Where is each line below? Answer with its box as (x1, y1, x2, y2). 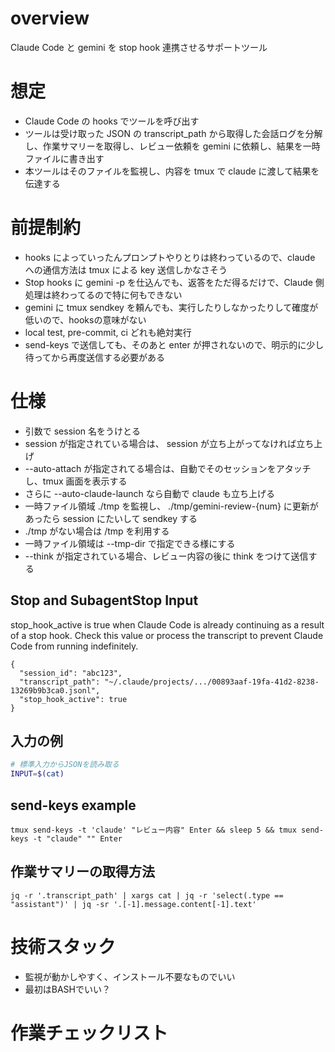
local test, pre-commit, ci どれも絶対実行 (24, 326, 192, 338)
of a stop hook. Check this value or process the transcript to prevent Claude (10, 629, 324, 641)
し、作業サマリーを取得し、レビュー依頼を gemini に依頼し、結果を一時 (24, 140, 321, 152)
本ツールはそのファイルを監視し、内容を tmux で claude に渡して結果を (24, 165, 320, 177)
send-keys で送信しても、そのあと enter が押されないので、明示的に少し (24, 338, 325, 351)
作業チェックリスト (10, 1022, 169, 1044)
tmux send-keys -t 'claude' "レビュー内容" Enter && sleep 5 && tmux (10, 825, 297, 835)
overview (10, 7, 90, 30)
